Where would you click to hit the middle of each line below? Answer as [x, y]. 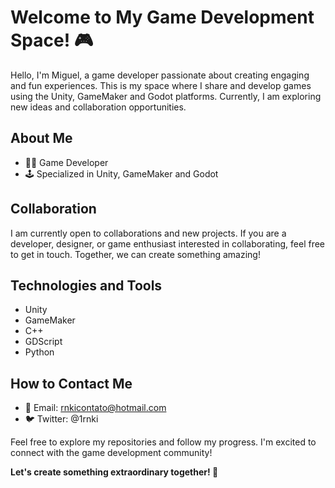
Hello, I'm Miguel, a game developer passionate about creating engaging [160, 75]
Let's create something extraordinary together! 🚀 [114, 472]
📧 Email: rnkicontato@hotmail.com [95, 408]
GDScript [43, 342]
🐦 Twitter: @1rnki [61, 419]
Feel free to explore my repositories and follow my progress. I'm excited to [163, 442]
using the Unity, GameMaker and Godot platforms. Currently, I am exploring [166, 96]
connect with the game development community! [111, 453]
